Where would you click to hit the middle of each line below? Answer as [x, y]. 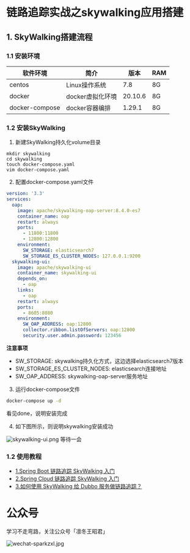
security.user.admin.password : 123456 [72, 336]
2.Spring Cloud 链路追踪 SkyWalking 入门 [67, 479]
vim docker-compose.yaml [38, 170]
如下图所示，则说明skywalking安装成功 [64, 426]
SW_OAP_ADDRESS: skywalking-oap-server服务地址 [82, 376]
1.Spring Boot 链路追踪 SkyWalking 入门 [65, 471]
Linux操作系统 [86, 85]
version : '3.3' [26, 194]
